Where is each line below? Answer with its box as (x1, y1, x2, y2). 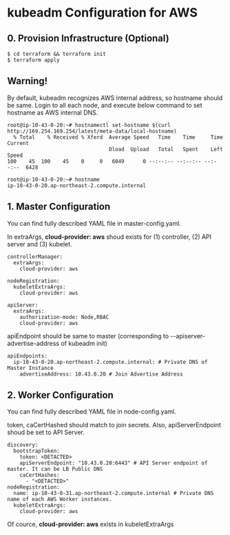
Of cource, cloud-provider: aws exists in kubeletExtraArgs (7, 520, 174, 529)
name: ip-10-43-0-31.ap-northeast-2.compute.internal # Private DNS (13, 490, 214, 497)
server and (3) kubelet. (7, 240, 72, 248)
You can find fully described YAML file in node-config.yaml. (7, 407, 177, 416)
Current (7, 139, 30, 146)
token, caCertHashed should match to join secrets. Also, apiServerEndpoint (7, 421, 222, 429)
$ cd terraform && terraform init (7, 50, 107, 57)
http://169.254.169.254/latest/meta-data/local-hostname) (7, 128, 177, 135)
